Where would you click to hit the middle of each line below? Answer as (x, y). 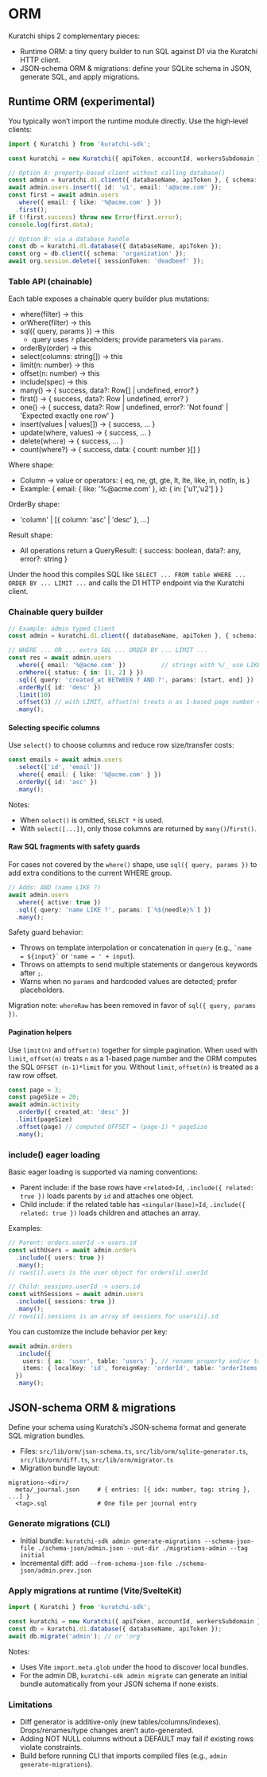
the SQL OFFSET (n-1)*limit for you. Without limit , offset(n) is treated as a (133, 1067)
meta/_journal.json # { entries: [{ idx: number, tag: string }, (133, 1490)
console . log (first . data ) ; (51, 225)
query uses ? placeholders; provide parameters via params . (128, 340)
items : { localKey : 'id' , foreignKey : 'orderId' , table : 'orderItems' (142, 1369)
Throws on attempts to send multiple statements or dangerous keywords (139, 965)
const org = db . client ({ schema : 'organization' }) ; (97, 254)
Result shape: (31, 535)
